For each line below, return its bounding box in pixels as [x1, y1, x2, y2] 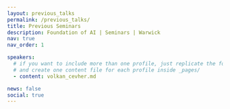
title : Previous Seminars [7, 22, 81, 29]
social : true [7, 91, 44, 99]
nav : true [7, 35, 36, 42]
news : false [7, 85, 41, 92]
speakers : [7, 54, 36, 61]
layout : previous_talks [7, 10, 75, 17]
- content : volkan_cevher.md [13, 73, 97, 80]
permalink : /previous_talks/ [7, 16, 90, 23]
